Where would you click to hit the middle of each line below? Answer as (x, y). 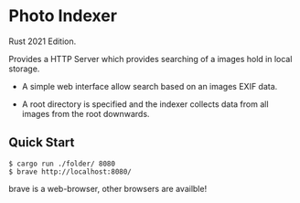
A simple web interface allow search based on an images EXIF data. (150, 86)
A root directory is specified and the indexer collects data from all (145, 104)
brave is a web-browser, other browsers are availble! (108, 188)
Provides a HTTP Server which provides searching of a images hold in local (150, 59)
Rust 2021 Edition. (43, 41)
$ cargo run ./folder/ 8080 (62, 164)
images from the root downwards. (86, 113)
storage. (24, 69)
